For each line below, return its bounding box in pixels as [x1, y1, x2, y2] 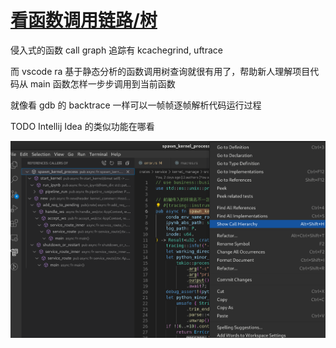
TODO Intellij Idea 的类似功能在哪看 [10, 120, 155, 132]
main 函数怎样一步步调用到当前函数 [29, 77, 176, 90]
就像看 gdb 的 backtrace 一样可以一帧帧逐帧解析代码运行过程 [10, 99, 262, 111]
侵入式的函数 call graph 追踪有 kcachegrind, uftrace [10, 44, 223, 56]
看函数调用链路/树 [10, 9, 158, 32]
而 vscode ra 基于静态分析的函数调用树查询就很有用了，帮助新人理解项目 [10, 65, 311, 77]
